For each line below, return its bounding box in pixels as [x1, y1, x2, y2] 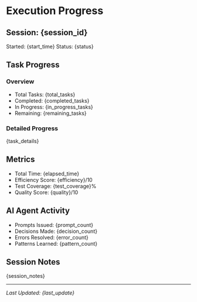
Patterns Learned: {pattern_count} [14, 240, 98, 247]
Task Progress [6, 60, 60, 70]
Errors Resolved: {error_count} [14, 233, 89, 241]
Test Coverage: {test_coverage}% [14, 182, 97, 189]
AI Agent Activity [6, 206, 70, 216]
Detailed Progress [6, 124, 59, 133]
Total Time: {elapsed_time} [14, 170, 80, 177]
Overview [6, 77, 35, 86]
